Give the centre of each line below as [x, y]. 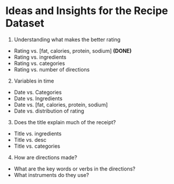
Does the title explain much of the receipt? [65, 122]
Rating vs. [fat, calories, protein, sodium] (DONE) [73, 50]
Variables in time [34, 81]
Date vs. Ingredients [38, 98]
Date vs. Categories [38, 92]
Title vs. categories [37, 146]
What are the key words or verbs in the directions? [74, 169]
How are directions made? [45, 157]
